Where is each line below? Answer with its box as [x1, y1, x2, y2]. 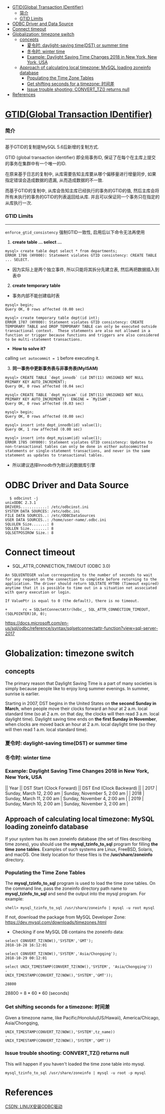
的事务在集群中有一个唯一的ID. [5, 161, 67, 167]
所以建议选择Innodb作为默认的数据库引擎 [12, 462, 96, 468]
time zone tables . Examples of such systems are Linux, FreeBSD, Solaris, [5, 846, 154, 852]
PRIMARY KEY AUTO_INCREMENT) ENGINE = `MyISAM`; [5, 397, 111, 402]
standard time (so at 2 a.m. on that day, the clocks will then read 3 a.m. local [5, 710, 160, 716]
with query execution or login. [5, 590, 71, 595]
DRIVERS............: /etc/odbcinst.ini [5, 505, 89, 509]
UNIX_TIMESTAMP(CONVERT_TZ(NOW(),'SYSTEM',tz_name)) [5, 1030, 115, 1035]
